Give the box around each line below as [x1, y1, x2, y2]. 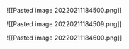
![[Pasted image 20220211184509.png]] [6, 20, 122, 28]
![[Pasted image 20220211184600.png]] [6, 33, 123, 42]
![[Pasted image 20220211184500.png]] [6, 6, 122, 14]
